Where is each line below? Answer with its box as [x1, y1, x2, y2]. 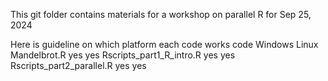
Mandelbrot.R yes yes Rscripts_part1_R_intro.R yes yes [10, 49, 236, 61]
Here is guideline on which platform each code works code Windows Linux [10, 39, 319, 50]
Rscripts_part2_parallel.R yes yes [10, 60, 147, 71]
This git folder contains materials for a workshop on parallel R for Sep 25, [10, 9, 312, 20]
